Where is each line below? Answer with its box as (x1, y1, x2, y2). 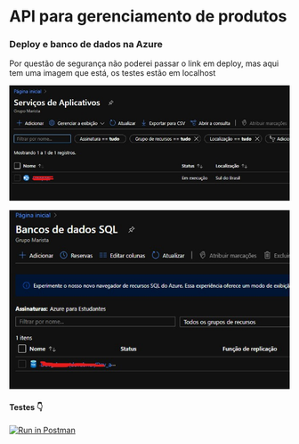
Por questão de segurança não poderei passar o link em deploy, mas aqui (9, 58, 279, 69)
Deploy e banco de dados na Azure (9, 38, 163, 51)
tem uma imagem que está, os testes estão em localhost (9, 68, 216, 78)
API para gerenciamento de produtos (9, 6, 287, 27)
